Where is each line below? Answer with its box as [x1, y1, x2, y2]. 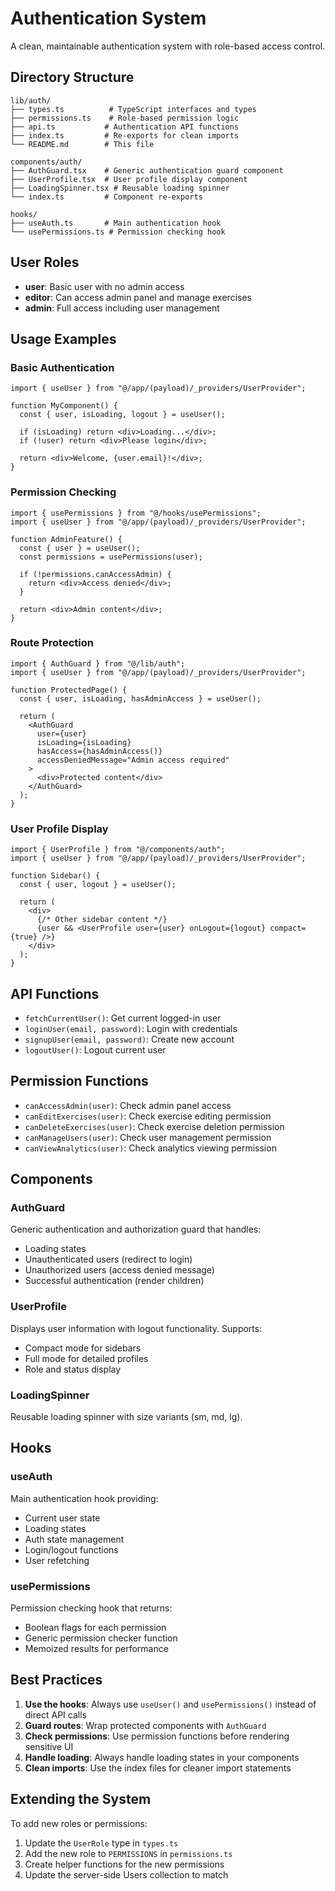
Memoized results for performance [24, 1643, 169, 1655]
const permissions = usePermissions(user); [19, 552, 203, 562]
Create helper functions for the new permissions [24, 1858, 225, 1870]
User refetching [24, 1554, 90, 1566]
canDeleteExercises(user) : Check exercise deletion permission [24, 1120, 285, 1132]
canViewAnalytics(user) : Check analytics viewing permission [24, 1142, 277, 1154]
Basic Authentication [10, 360, 115, 374]
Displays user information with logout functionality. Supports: [10, 1322, 263, 1334]
